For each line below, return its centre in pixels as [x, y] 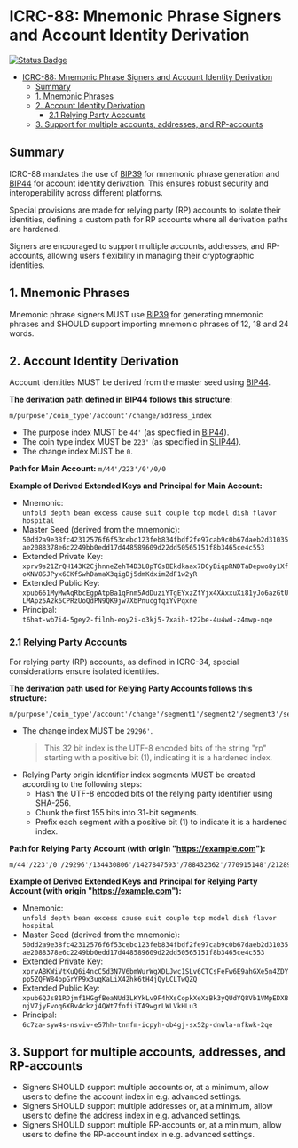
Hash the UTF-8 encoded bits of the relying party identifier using [154, 793]
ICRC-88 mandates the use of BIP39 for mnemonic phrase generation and [145, 173]
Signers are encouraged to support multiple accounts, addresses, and [137, 245]
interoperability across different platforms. [86, 192]
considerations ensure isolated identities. [84, 671]
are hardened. [35, 229]
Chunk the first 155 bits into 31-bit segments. [117, 812]
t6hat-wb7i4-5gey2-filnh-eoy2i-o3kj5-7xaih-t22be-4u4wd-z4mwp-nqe [147, 620]
